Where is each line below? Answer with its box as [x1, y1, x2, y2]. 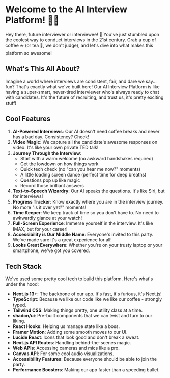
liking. [12, 318, 25, 324]
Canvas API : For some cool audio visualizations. [12, 350, 114, 357]
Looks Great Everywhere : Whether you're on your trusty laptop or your [12, 242, 163, 248]
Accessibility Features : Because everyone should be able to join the [12, 356, 157, 362]
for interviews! [12, 193, 43, 199]
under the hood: [5, 281, 39, 287]
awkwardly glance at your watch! [12, 215, 82, 221]
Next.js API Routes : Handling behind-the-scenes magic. [12, 340, 131, 346]
